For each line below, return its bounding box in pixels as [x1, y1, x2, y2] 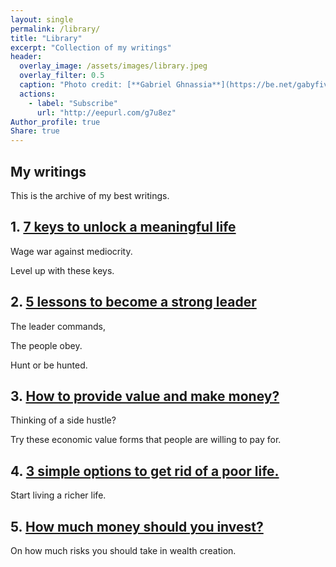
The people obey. [10, 339, 83, 351]
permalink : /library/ [10, 24, 101, 34]
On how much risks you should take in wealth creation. [10, 545, 237, 556]
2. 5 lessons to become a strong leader [10, 294, 257, 311]
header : [10, 52, 43, 62]
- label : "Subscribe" [28, 98, 118, 108]
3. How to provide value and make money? [10, 387, 280, 405]
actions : [19, 89, 56, 99]
